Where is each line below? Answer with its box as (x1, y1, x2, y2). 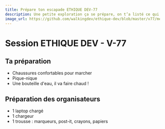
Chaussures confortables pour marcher (12, 70, 92, 76)
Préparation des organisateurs (5, 95, 101, 103)
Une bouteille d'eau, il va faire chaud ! (12, 81, 89, 87)
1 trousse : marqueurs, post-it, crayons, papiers (12, 119, 108, 125)
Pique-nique (12, 75, 38, 81)
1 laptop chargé (12, 108, 44, 114)
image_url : (5, 16, 27, 21)
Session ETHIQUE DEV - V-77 (5, 37, 127, 49)
